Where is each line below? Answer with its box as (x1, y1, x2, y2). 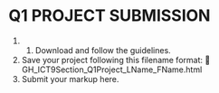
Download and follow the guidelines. (34, 44, 171, 55)
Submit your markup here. (21, 73, 119, 84)
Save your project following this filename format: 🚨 (21, 54, 211, 65)
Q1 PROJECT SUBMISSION (8, 5, 211, 26)
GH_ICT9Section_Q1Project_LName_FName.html (21, 64, 203, 75)
